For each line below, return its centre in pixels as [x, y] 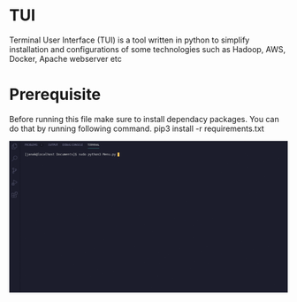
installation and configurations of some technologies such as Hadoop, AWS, [147, 49]
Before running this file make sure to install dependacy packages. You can [145, 119]
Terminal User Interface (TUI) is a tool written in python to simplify [129, 40]
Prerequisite [55, 95]
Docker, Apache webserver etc [65, 58]
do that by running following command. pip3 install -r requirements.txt [137, 128]
